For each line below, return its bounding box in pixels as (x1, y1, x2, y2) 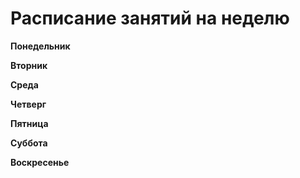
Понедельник (10, 40, 71, 52)
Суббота (10, 137, 48, 149)
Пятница (10, 117, 49, 129)
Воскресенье (10, 156, 70, 168)
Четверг (10, 98, 47, 110)
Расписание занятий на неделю (10, 7, 290, 30)
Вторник (10, 59, 48, 71)
